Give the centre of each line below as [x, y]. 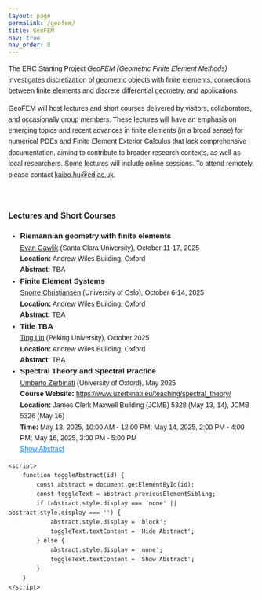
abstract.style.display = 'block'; [108, 522]
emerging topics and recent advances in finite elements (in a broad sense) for [126, 130]
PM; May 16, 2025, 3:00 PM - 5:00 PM [78, 438]
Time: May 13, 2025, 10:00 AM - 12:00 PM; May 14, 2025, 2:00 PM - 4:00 [132, 427]
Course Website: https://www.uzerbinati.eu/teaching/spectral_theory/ [126, 394]
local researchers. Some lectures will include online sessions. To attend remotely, [131, 164]
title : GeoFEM [31, 31]
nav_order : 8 [29, 45]
